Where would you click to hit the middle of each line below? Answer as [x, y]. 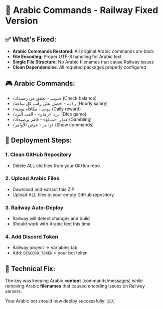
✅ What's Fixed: [31, 39]
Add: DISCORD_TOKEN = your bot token [50, 253]
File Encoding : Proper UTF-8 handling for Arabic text [67, 56]
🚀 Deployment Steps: [39, 140]
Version [22, 21]
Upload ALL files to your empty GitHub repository [63, 194]
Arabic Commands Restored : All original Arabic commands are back [83, 51]
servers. [14, 291]
